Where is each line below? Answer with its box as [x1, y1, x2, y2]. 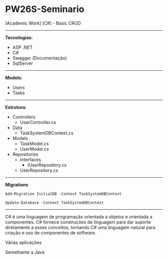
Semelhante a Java [5, 249, 45, 255]
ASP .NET [12, 44, 33, 50]
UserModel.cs [19, 146, 49, 152]
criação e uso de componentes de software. [5, 229, 96, 235]
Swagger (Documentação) [12, 55, 67, 61]
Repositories [12, 151, 38, 157]
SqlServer [12, 60, 33, 66]
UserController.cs [19, 119, 56, 125]
